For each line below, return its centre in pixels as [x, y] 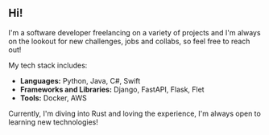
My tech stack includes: [48, 65]
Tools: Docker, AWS [53, 98]
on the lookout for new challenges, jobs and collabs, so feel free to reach [129, 41]
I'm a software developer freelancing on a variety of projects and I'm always [134, 32]
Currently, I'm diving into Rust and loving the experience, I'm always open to [135, 113]
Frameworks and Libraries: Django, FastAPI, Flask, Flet [112, 89]
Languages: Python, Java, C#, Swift [80, 80]
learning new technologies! [53, 122]
